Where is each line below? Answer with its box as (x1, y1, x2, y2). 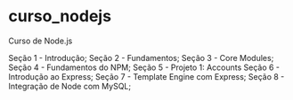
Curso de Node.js (8, 35, 73, 46)
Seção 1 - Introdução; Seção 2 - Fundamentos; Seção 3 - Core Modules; (8, 52, 274, 63)
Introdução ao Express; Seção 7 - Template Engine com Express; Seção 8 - (8, 71, 285, 81)
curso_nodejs (8, 6, 112, 27)
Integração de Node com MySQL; (8, 81, 131, 91)
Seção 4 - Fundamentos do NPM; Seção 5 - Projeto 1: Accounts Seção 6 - (8, 62, 281, 73)
